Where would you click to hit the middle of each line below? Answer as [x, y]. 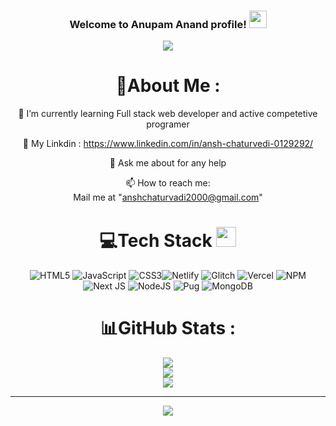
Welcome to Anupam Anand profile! [158, 24]
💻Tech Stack [156, 241]
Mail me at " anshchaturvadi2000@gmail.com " [168, 197]
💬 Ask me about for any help [168, 163]
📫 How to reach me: [168, 183]
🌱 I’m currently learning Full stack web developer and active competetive [168, 114]
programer [168, 124]
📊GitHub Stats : [168, 328]
